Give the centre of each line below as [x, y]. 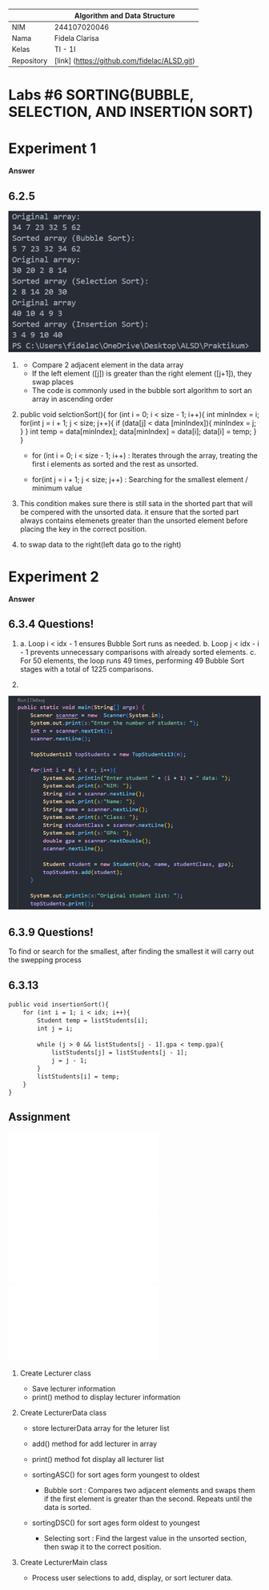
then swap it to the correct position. [102, 1547]
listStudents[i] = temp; [78, 1076]
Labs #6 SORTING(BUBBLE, [101, 95]
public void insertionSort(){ [59, 1004]
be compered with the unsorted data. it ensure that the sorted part [129, 512]
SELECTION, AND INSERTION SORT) [131, 112]
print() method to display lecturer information [106, 1397]
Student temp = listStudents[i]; [93, 1020]
